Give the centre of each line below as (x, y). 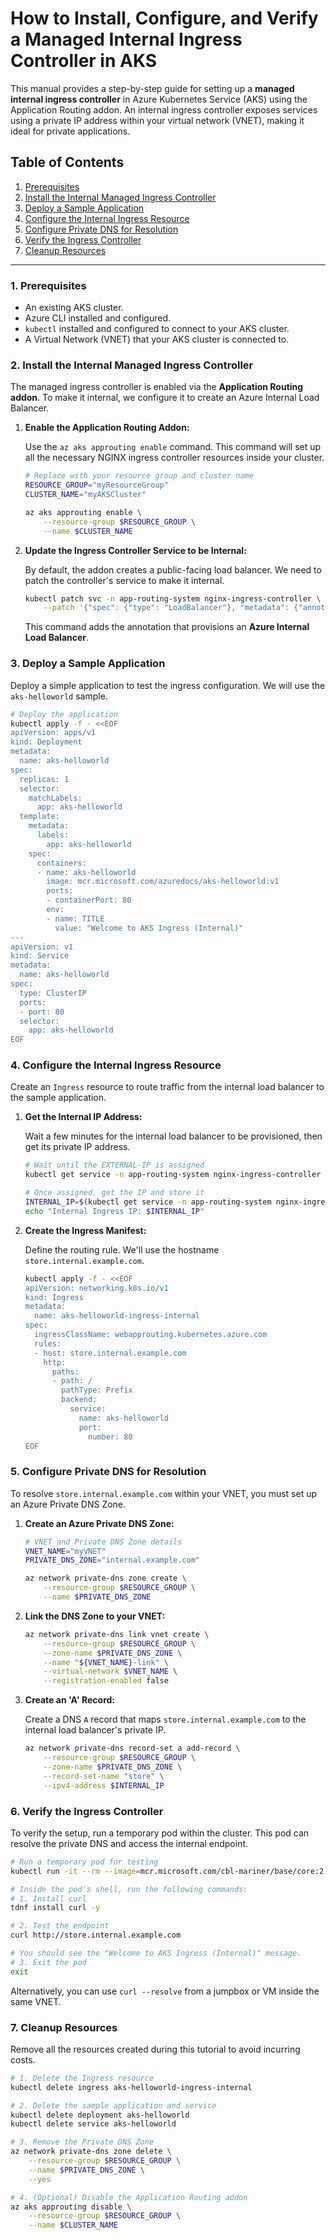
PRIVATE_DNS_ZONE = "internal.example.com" (112, 1560)
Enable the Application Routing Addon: (107, 428)
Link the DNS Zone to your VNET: (95, 1616)
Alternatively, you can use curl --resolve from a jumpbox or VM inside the (165, 1991)
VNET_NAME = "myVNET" (65, 1551)
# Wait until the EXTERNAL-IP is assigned (114, 1165)
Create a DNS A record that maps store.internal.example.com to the (165, 1719)
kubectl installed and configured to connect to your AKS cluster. (157, 329)
